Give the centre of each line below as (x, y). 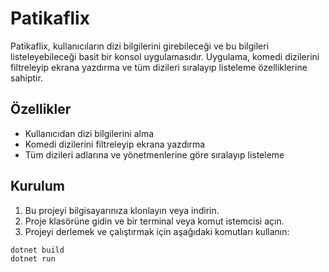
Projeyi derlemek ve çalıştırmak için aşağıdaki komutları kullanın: (157, 231)
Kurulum (38, 186)
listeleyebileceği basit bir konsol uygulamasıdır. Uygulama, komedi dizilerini (165, 56)
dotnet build (37, 250)
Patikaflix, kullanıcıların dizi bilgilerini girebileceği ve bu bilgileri (140, 46)
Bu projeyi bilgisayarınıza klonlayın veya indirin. (122, 210)
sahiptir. (26, 78)
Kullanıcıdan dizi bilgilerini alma (89, 133)
